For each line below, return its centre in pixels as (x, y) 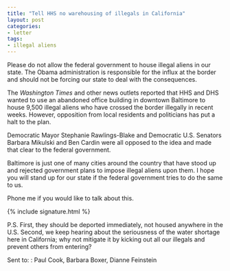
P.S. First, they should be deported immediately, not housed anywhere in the (115, 225)
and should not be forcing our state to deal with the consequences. (102, 79)
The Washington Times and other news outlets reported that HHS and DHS (113, 93)
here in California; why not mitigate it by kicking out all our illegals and (106, 239)
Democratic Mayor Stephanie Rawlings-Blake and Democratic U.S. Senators (114, 135)
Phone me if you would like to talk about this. (70, 198)
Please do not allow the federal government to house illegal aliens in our (109, 65)
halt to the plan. (29, 122)
